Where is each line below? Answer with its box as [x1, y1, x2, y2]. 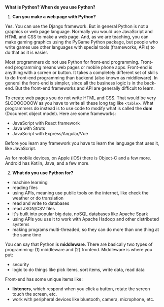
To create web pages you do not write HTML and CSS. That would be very [5, 95, 156, 101]
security [12, 262, 30, 267]
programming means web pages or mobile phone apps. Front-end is [14, 64, 153, 70]
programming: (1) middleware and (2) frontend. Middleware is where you [5, 247, 153, 252]
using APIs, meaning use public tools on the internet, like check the [12, 190, 149, 195]
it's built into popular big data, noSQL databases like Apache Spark [12, 211, 148, 217]
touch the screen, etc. [12, 291, 57, 297]
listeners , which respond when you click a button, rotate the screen [12, 286, 150, 292]
